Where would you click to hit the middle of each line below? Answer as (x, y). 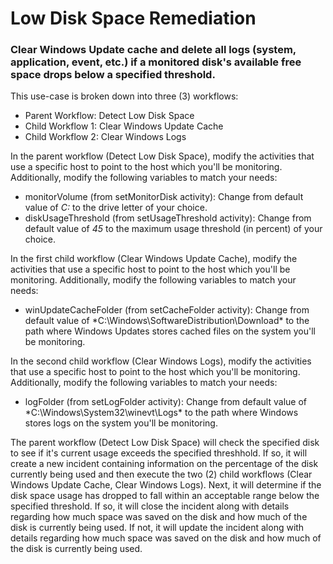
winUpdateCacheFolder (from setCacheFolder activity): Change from (167, 310)
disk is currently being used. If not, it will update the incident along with (157, 528)
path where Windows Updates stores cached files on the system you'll (170, 331)
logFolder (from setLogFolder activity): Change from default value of (165, 402)
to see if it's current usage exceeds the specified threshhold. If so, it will (159, 453)
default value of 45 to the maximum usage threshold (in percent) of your (173, 229)
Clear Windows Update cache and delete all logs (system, (153, 50)
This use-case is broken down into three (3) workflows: (124, 96)
